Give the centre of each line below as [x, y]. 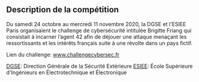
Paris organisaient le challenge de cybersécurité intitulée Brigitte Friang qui [99, 30]
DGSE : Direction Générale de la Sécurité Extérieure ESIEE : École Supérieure [99, 66]
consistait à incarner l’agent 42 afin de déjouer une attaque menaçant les [97, 37]
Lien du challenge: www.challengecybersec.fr [63, 54]
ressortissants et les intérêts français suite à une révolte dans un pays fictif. [99, 43]
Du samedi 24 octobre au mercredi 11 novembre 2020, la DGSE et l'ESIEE [96, 24]
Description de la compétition [63, 10]
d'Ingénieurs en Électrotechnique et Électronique [67, 72]
